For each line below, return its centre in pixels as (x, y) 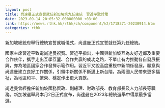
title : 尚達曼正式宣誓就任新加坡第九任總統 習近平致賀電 (57, 14)
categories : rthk (23, 28)
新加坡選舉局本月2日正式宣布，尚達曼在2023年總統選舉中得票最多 (81, 95)
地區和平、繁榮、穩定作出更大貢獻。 (55, 78)
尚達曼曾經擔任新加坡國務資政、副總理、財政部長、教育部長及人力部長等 (78, 88)
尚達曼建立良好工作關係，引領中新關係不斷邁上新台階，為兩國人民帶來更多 (80, 72)
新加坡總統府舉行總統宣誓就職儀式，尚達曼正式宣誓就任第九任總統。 (74, 43)
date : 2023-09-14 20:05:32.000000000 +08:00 (51, 19)
